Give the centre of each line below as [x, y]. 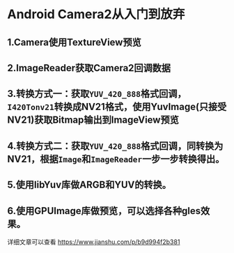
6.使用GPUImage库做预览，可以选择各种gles [104, 211]
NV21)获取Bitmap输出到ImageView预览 [93, 120]
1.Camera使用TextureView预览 [74, 42]
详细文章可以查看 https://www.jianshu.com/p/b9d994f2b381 [94, 242]
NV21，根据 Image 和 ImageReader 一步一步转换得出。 [116, 159]
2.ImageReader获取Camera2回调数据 [89, 68]
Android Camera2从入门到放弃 [96, 14]
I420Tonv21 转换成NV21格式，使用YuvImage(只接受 [117, 107]
